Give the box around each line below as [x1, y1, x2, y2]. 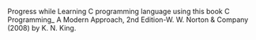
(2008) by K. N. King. [7, 24, 77, 32]
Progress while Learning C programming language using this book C [7, 7, 230, 16]
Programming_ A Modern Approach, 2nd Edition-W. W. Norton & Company [7, 15, 249, 24]
